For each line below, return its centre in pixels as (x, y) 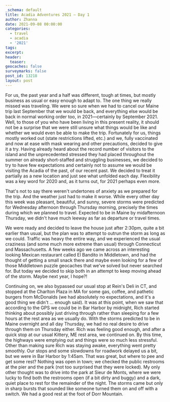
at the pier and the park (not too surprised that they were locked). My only (83, 367)
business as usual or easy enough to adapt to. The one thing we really (79, 100)
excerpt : (14, 52)
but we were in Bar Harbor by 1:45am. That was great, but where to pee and (84, 356)
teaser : (18, 62)
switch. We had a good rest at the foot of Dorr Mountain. (64, 394)
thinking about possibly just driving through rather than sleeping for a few (82, 313)
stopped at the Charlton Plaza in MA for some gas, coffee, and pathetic (80, 291)
